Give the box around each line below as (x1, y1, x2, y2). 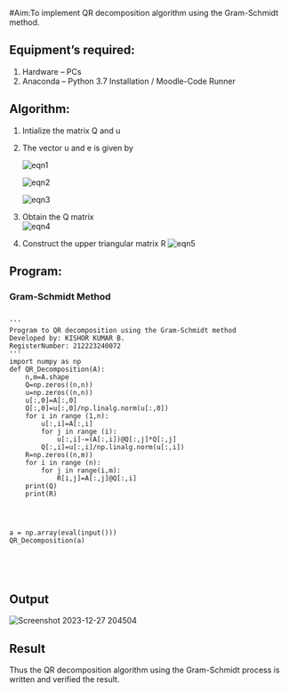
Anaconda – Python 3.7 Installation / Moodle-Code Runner (21, 76, 236, 86)
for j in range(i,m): (41, 466, 122, 475)
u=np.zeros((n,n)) (25, 389, 93, 398)
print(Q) (25, 482, 58, 491)
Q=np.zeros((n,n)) (25, 381, 93, 390)
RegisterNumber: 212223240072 (9, 342, 122, 350)
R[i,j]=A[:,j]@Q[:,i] (56, 474, 138, 483)
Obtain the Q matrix (21, 211, 94, 221)
